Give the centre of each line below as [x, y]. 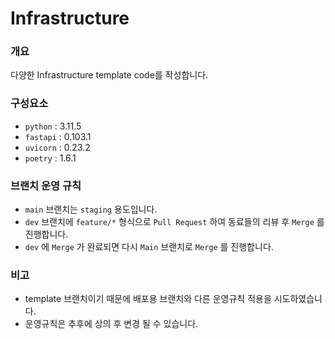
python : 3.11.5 [53, 126]
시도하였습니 [298, 299]
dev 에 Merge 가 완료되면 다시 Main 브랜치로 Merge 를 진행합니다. [149, 247]
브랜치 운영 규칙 [46, 185]
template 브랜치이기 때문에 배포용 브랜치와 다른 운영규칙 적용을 [148, 299]
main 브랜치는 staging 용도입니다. [91, 209]
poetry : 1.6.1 [50, 158]
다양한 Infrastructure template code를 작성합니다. [109, 75]
